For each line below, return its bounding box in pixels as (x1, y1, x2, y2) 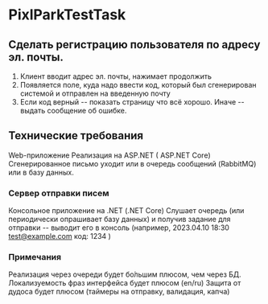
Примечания (8, 252, 62, 263)
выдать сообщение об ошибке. (19, 106, 127, 115)
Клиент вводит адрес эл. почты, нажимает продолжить (19, 72, 212, 81)
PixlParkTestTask (8, 6, 126, 24)
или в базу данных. (8, 167, 74, 177)
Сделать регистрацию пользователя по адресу (8, 38, 261, 51)
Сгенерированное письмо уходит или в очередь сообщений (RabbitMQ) (8, 158, 257, 168)
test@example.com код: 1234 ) (8, 232, 111, 241)
